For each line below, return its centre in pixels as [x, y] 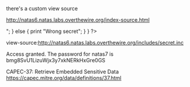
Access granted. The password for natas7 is [60, 54]
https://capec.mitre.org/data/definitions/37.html [64, 78]
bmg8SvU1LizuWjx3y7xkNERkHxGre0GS [56, 60]
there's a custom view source [42, 9]
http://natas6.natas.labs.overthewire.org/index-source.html [78, 20]
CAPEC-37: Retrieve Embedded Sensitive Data [63, 72]
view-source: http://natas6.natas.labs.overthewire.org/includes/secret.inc [95, 43]
